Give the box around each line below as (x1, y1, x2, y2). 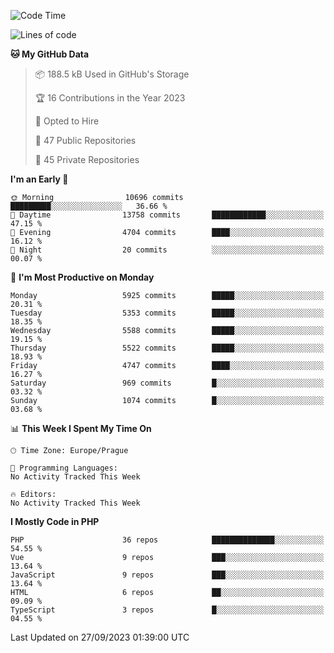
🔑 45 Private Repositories (34, 154, 140, 165)
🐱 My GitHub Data (10, 48, 90, 60)
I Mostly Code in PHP (10, 516, 100, 527)
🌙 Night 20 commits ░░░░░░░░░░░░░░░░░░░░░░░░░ (10, 245, 325, 255)
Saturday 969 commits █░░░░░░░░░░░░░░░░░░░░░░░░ (10, 378, 325, 388)
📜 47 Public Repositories (34, 135, 137, 146)
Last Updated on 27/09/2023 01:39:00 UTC (10, 631, 190, 643)
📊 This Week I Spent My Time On (10, 423, 152, 434)
